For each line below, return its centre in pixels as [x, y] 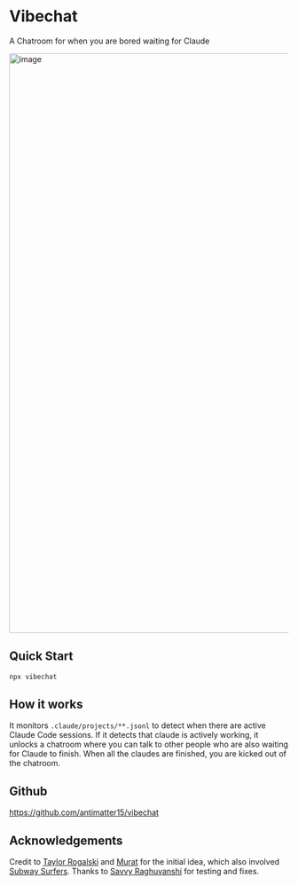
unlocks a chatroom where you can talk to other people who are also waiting [149, 744]
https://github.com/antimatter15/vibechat [84, 812]
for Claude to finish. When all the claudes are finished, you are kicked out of [148, 754]
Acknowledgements [66, 840]
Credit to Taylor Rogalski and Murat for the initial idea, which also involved [145, 862]
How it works [46, 705]
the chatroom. [35, 764]
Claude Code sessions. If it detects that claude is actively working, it [134, 735]
